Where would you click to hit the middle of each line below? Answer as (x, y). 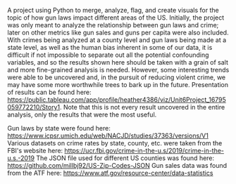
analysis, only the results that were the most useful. (82, 114)
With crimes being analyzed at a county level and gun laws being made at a (117, 40)
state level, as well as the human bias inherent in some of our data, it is (110, 47)
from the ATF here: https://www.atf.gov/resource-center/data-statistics (110, 173)
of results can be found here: (49, 92)
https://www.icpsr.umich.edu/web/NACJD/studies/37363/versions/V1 (108, 136)
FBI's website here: (35, 151)
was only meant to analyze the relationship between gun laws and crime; (113, 25)
